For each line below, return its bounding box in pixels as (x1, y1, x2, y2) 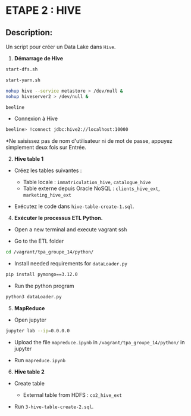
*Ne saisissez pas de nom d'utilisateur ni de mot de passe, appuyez (5, 137, 173, 145)
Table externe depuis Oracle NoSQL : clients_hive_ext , (23, 185, 160, 192)
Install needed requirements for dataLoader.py (14, 260, 127, 267)
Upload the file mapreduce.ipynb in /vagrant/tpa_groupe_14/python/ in (14, 338, 185, 345)
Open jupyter (14, 316, 47, 323)
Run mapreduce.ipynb (14, 356, 66, 363)
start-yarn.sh (5, 77, 41, 83)
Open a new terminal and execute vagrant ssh (14, 226, 127, 233)
